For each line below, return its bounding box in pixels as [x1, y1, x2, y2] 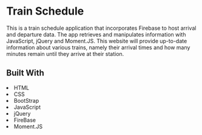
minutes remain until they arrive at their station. [6, 50, 124, 57]
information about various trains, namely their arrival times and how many [6, 44, 190, 51]
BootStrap [14, 97, 39, 104]
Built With [6, 68, 44, 78]
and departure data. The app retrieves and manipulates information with [6, 30, 186, 38]
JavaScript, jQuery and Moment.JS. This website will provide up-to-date [6, 37, 187, 44]
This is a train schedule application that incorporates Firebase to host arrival [6, 24, 197, 32]
